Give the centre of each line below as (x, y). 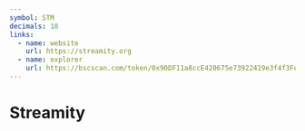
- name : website (48, 43)
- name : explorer (50, 60)
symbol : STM (32, 18)
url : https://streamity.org (79, 51)
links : (22, 34)
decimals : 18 (34, 26)
